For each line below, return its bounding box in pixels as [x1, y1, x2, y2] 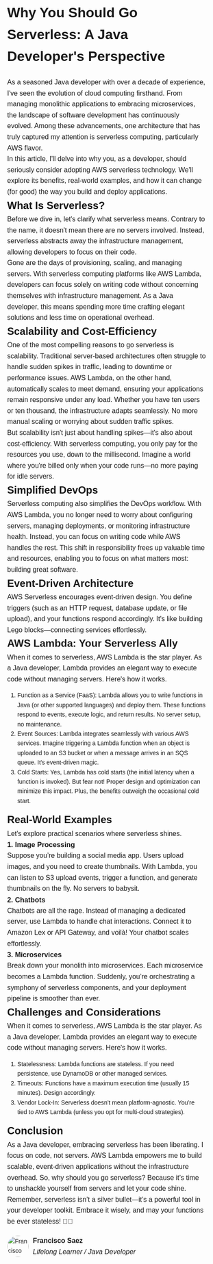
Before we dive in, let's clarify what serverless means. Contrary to [7, 215, 205, 223]
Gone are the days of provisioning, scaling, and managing [7, 259, 183, 267]
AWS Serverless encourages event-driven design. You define [7, 592, 192, 601]
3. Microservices [7, 950, 62, 959]
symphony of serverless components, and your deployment [7, 983, 186, 991]
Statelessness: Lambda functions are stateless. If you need [16, 1060, 175, 1067]
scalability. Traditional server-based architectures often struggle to [7, 352, 206, 360]
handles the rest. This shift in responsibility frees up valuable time [7, 544, 205, 552]
